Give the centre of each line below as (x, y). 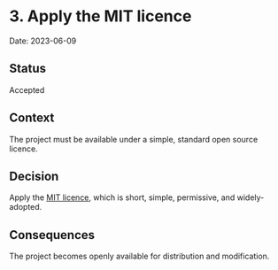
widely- (251, 197)
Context (32, 118)
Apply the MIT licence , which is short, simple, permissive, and (122, 197)
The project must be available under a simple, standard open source (134, 139)
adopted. (26, 207)
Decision (34, 176)
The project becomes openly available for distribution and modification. (139, 256)
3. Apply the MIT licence (100, 16)
